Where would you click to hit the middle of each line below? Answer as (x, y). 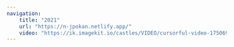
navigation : (24, 13)
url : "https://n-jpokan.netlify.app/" (75, 26)
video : (29, 33)
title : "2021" (39, 20)
